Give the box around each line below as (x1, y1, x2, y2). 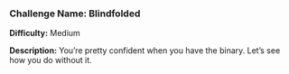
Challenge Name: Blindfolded (9, 7, 141, 20)
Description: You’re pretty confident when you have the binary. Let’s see (9, 45, 281, 56)
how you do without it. (9, 55, 92, 66)
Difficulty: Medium (9, 28, 81, 39)
